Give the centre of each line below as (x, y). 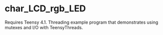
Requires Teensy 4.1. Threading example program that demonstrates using (81, 22)
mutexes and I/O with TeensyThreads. (44, 27)
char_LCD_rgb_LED (45, 9)
